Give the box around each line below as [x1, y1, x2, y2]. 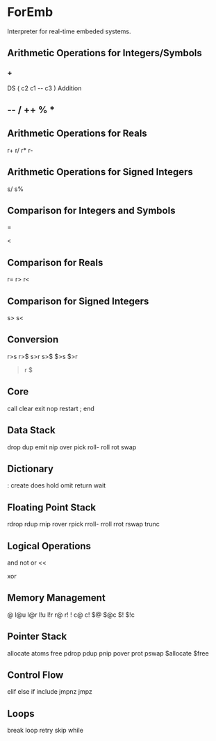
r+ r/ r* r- [7, 146, 33, 154]
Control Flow [7, 669, 64, 681]
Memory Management [7, 592, 106, 604]
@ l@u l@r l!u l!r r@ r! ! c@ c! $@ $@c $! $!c [7, 610, 135, 619]
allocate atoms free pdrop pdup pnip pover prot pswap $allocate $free [7, 649, 210, 657]
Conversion [7, 334, 59, 346]
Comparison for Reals [7, 256, 103, 268]
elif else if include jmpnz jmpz [7, 688, 92, 696]
